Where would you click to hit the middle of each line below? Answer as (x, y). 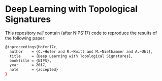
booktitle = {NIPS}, (31, 61)
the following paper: (25, 38)
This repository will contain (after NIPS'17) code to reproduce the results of (81, 33)
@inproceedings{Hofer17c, (32, 47)
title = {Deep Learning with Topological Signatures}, (71, 56)
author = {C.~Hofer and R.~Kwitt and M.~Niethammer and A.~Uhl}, (81, 51)
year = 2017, (29, 65)
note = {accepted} (34, 70)
